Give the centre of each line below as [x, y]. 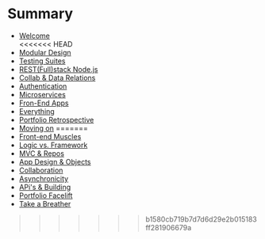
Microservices [42, 94]
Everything [36, 111]
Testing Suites [42, 61]
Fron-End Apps [44, 103]
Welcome [35, 36]
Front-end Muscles [50, 136]
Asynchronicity [44, 178]
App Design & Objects [55, 161]
